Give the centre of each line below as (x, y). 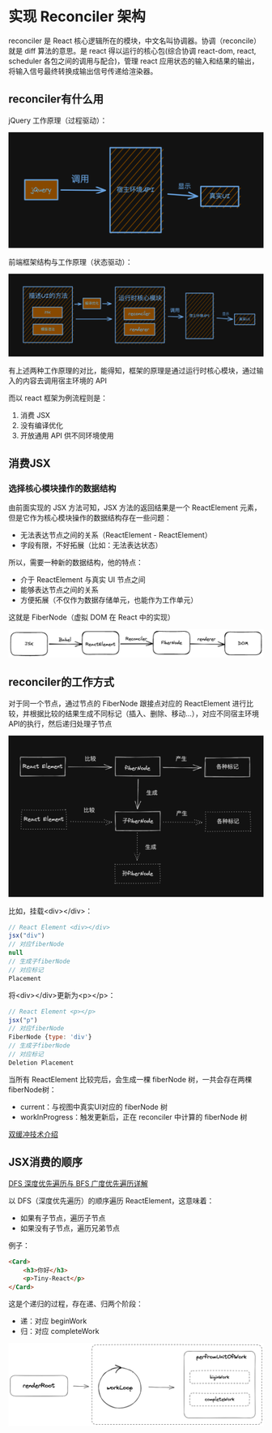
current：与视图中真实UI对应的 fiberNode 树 (94, 1107)
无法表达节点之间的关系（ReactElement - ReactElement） (116, 535)
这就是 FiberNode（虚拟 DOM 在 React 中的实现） (92, 617)
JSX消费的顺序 (46, 1162)
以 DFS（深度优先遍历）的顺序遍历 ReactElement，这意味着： (111, 1200)
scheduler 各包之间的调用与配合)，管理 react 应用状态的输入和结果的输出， (134, 61)
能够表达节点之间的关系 (59, 590)
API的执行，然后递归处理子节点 (60, 723)
